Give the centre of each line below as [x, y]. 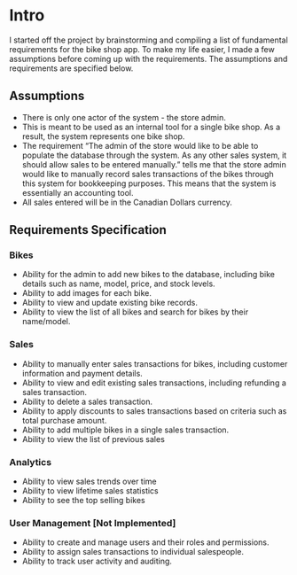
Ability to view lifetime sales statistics [90, 491]
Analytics [30, 462]
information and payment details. [82, 373]
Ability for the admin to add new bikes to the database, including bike [148, 275]
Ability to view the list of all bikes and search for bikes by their [135, 312]
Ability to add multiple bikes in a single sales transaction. [125, 430]
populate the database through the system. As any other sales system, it [154, 155]
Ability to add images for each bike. [87, 293]
